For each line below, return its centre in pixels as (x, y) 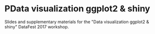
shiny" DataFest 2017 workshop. (37, 26)
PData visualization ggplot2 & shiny (77, 9)
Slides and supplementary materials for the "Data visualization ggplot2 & (77, 22)
